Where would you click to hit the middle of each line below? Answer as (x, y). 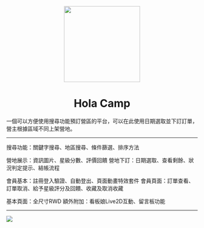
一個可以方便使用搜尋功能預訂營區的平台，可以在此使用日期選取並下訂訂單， (102, 121)
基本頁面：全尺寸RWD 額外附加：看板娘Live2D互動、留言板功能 (86, 201)
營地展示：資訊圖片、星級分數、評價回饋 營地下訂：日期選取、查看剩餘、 (97, 160)
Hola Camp (102, 104)
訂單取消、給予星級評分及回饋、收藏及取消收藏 (65, 188)
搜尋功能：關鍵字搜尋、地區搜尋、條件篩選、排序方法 (73, 147)
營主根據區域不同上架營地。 (41, 128)
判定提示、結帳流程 (35, 168)
